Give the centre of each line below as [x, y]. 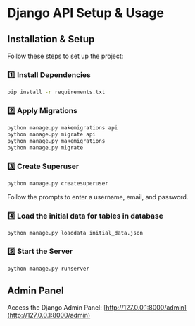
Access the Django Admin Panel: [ [57, 308]
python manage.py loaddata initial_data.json [75, 233]
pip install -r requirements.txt [56, 92]
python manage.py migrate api [52, 135]
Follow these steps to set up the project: [65, 56]
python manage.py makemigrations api [63, 128]
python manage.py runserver [49, 269]
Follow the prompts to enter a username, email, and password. [98, 197]
